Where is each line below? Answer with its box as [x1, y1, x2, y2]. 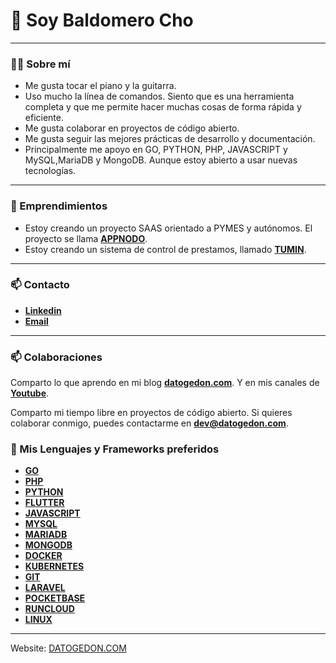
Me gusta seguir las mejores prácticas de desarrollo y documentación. [24, 133, 316, 145]
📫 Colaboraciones [10, 350, 103, 364]
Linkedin [24, 304, 62, 316]
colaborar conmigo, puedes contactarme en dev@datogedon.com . [10, 417, 289, 429]
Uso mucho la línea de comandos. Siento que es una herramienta [24, 90, 295, 103]
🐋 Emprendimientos [10, 199, 108, 213]
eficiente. [24, 112, 64, 124]
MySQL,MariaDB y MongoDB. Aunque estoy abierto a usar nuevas [24, 154, 298, 166]
